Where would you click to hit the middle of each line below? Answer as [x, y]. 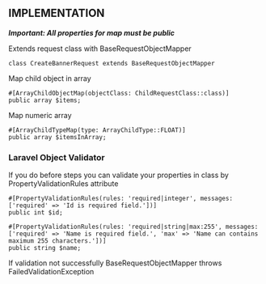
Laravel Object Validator [57, 157]
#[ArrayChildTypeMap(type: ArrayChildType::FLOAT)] [97, 130]
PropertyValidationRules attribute [63, 184]
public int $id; [36, 213]
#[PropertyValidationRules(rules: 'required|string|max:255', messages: [133, 227]
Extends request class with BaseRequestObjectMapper [100, 49]
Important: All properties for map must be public [92, 32]
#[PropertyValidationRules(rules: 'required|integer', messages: [120, 199]
